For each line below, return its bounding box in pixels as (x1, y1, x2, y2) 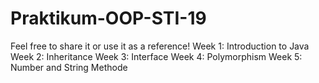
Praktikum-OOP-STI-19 (10, 7, 207, 30)
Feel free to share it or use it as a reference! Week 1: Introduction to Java (10, 40, 310, 52)
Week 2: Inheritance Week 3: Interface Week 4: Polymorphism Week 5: (10, 50, 303, 62)
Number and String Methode (10, 61, 128, 73)
